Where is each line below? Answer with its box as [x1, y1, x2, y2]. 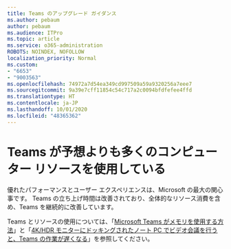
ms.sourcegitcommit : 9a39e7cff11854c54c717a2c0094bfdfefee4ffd [7, 87, 192, 94]
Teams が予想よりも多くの [7, 144, 158, 160]
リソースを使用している [34, 161, 166, 177]
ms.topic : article [7, 36, 60, 43]
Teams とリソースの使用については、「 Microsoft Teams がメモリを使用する [7, 217, 218, 226]
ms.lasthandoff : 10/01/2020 [7, 106, 88, 113]
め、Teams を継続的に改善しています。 [7, 202, 118, 210]
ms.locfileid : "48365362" [7, 112, 81, 119]
